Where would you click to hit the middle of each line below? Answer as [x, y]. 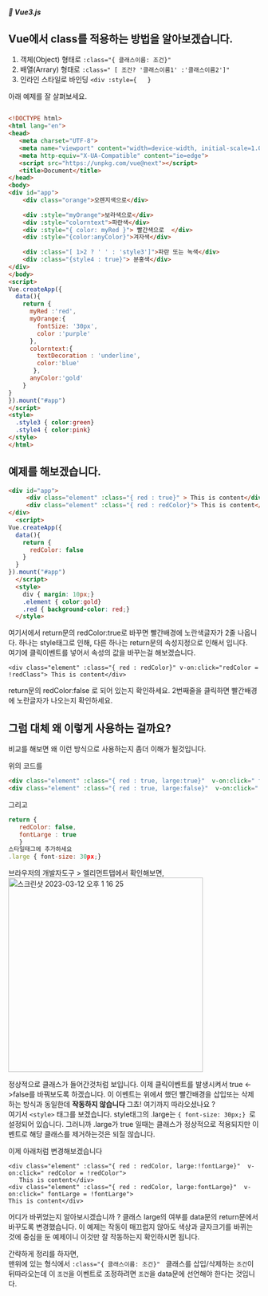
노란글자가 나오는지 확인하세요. [65, 701]
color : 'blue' [59, 364]
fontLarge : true [48, 834]
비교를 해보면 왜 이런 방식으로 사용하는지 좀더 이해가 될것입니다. [107, 749]
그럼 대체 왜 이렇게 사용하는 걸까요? [90, 728]
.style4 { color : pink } [53, 430]
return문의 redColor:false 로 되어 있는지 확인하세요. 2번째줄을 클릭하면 [119, 691]
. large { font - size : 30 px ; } [55, 857]
